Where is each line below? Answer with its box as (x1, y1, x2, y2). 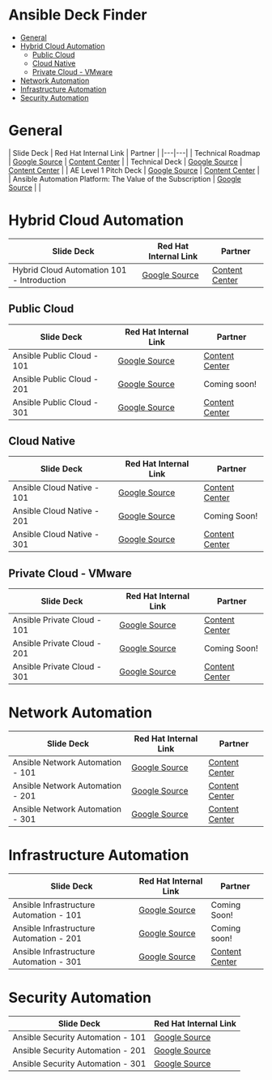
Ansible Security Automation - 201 (12, 1045, 147, 1056)
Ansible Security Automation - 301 (12, 1058, 147, 1069)
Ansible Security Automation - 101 (12, 1032, 147, 1043)
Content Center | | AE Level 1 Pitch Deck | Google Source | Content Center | (8, 165, 261, 175)
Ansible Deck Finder (8, 6, 147, 24)
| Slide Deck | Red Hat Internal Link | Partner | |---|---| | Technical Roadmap (8, 148, 261, 157)
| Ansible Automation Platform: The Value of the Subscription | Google (8, 174, 241, 183)
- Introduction (12, 274, 66, 286)
